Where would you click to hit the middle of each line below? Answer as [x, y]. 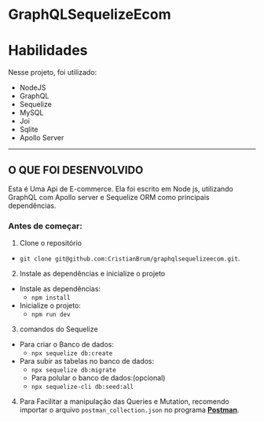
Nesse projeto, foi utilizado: [53, 72]
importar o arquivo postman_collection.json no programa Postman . [129, 410]
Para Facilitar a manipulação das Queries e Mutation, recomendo [124, 402]
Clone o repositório [51, 243]
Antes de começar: [45, 226]
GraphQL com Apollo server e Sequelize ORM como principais [109, 197]
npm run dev [51, 315]
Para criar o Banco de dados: [66, 345]
